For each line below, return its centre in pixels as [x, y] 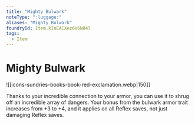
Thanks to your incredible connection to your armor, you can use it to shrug [98, 96]
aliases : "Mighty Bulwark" [39, 22]
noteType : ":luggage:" [34, 17]
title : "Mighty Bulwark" [37, 12]
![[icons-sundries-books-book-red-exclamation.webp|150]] [78, 84]
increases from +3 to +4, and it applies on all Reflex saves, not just [87, 108]
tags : [13, 34]
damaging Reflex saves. [35, 115]
